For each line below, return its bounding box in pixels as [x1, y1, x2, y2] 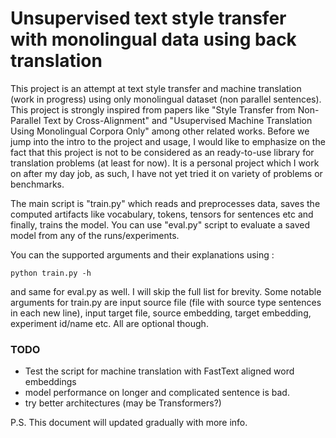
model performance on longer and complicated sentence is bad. [24, 387, 290, 399]
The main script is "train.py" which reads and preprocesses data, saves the [10, 197, 321, 209]
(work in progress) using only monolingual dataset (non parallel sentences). [10, 93, 322, 105]
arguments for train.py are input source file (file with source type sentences [10, 296, 322, 308]
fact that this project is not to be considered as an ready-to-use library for [10, 146, 315, 158]
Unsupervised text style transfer [10, 7, 287, 30]
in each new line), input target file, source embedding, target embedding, [10, 307, 312, 319]
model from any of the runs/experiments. [10, 229, 180, 241]
